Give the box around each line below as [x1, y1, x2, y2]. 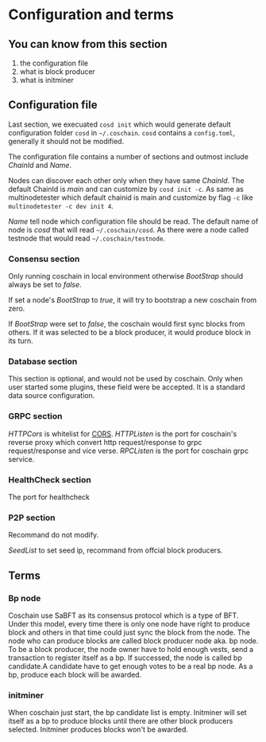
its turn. [8, 336, 33, 346]
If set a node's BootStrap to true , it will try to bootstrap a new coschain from [8, 295, 257, 305]
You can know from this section [8, 37, 168, 51]
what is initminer [19, 76, 74, 84]
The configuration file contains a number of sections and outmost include [8, 151, 249, 161]
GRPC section [8, 411, 63, 422]
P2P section [8, 512, 56, 523]
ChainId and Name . [8, 160, 72, 170]
